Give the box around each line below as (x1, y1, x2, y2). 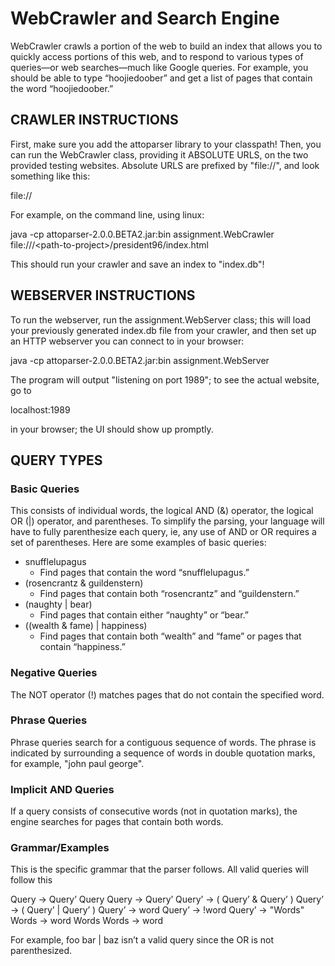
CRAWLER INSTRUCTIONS (10, 112, 179, 129)
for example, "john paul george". (10, 757, 145, 769)
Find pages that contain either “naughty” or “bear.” (39, 609, 250, 621)
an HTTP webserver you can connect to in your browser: (10, 335, 245, 347)
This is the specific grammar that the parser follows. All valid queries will (10, 863, 310, 876)
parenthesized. (10, 945, 73, 957)
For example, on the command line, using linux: (10, 208, 205, 221)
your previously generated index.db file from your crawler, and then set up (10, 324, 317, 336)
